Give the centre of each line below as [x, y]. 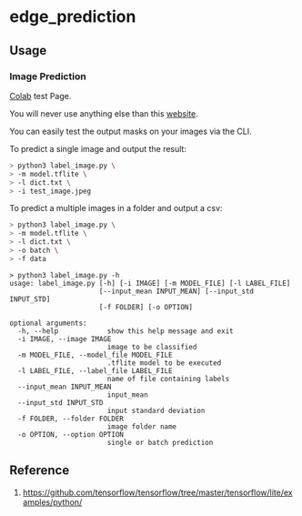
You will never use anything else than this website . [104, 113]
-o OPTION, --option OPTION [71, 434]
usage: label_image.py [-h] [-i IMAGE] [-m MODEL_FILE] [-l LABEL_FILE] [150, 283]
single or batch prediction [160, 442]
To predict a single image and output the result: [98, 148]
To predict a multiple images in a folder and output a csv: [116, 208]
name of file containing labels [168, 379]
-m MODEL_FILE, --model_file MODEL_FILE [95, 355]
